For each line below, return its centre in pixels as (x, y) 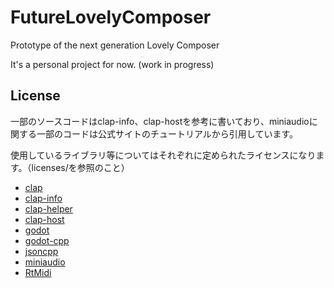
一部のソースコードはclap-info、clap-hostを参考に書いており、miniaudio (160, 121)
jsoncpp (41, 251)
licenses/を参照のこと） (80, 167)
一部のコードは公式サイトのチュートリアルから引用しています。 (167, 133)
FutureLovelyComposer (111, 17)
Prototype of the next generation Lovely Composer (115, 45)
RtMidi (38, 272)
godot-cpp (47, 240)
